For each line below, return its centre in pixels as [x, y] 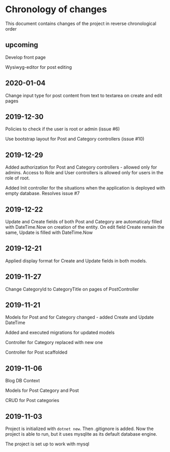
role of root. [18, 178]
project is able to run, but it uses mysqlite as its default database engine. [81, 434]
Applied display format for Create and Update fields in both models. [76, 260]
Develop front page [25, 57]
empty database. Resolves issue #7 [42, 193]
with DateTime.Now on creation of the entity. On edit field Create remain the [85, 227]
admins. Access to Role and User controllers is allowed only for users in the [84, 173]
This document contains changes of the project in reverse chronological [81, 23]
